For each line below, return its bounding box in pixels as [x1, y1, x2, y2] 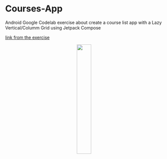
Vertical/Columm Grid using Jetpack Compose [5, 24, 101, 30]
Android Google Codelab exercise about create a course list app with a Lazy [5, 19, 162, 25]
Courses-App [5, 3, 63, 14]
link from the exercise [5, 34, 50, 40]
